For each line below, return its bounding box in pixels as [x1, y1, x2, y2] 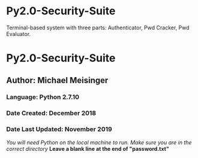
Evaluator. [6, 30, 31, 37]
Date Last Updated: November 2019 [6, 125, 112, 133]
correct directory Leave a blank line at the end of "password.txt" [6, 145, 169, 152]
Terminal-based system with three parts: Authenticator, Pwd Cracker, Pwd [6, 24, 190, 31]
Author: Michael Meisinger [6, 75, 109, 85]
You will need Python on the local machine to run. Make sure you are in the [6, 139, 192, 146]
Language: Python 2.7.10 [6, 93, 80, 101]
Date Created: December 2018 [6, 109, 97, 117]
